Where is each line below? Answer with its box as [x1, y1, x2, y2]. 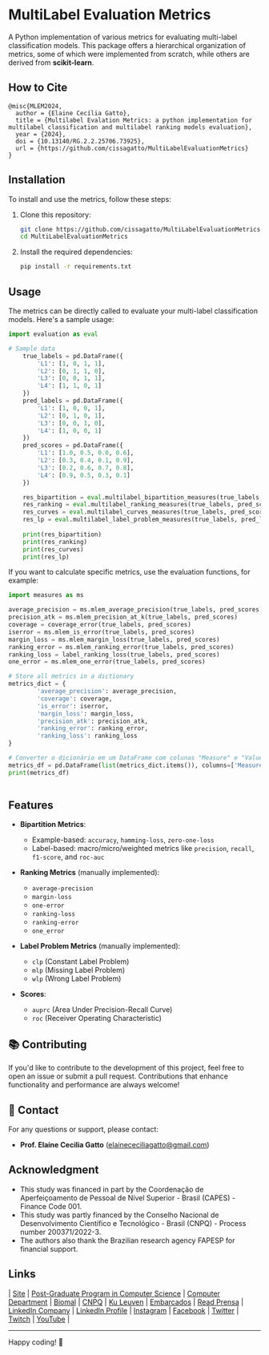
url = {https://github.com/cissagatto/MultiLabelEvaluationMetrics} [15, 144, 249, 152]
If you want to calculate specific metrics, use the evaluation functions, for [8, 567, 251, 577]
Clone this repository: [19, 210, 91, 220]
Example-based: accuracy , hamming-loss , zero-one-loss [31, 835, 215, 845]
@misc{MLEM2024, [8, 102, 62, 110]
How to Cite [8, 81, 68, 95]
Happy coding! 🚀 [8, 1337, 64, 1347]
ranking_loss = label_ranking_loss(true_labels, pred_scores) [8, 651, 220, 659]
